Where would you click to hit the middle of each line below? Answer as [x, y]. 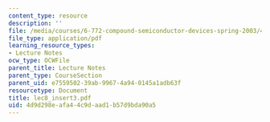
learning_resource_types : [51, 46]
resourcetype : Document [48, 90]
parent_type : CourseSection [55, 75]
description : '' [35, 23]
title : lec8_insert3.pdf [50, 98]
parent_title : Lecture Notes [57, 68]
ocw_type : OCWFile [39, 61]
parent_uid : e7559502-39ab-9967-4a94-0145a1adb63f [95, 83]
